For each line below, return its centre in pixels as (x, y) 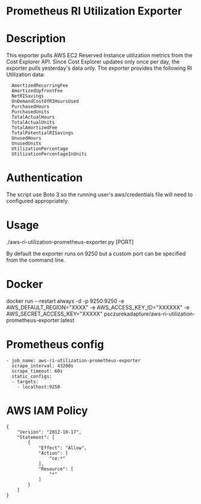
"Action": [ (53, 453)
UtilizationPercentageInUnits (49, 154)
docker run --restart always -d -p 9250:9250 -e (65, 301)
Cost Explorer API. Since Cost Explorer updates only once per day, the (93, 62)
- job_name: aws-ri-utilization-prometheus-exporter (73, 360)
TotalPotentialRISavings (43, 133)
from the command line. (36, 260)
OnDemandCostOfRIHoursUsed (45, 101)
